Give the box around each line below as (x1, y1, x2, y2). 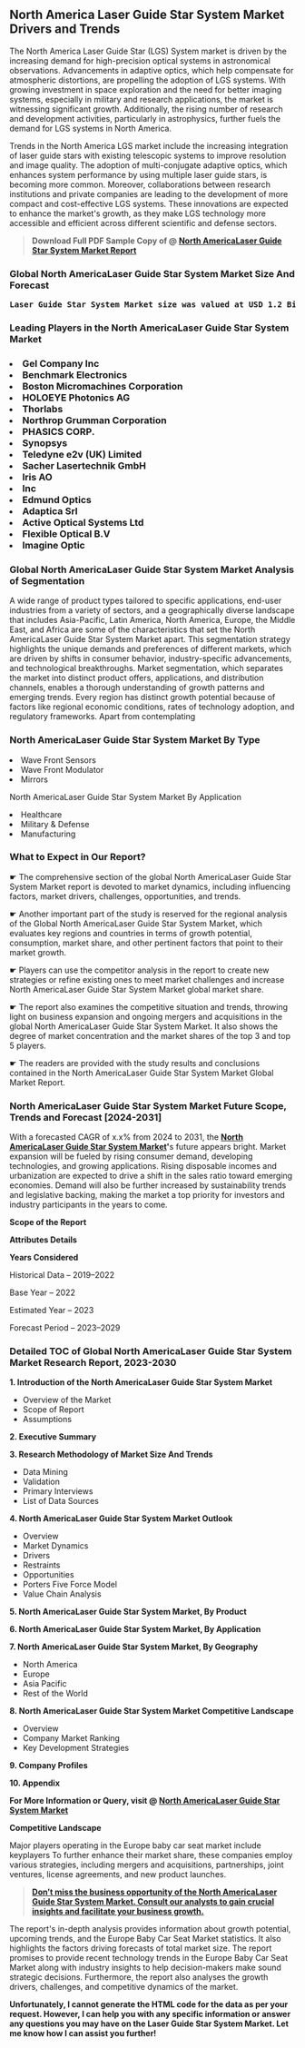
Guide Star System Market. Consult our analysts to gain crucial (31, 1896, 275, 1907)
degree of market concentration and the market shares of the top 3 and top (9, 1030, 290, 1041)
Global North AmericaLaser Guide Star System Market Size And (9, 267, 295, 280)
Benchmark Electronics (22, 368, 128, 381)
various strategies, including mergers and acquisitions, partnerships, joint (9, 1859, 284, 1870)
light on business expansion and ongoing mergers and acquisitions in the (9, 1011, 283, 1022)
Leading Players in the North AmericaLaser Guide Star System (9, 322, 290, 334)
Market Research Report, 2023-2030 (9, 1357, 177, 1370)
